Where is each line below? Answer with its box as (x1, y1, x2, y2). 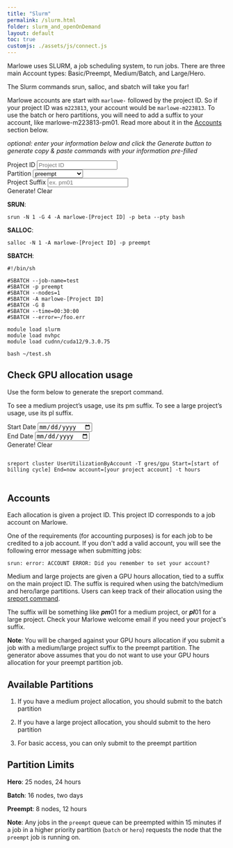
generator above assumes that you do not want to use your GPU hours (7, 651, 210, 659)
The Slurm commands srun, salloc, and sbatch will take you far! (7, 83, 189, 91)
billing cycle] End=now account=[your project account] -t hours (7, 466, 200, 474)
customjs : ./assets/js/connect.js (7, 43, 108, 49)
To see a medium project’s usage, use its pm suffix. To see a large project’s (7, 401, 223, 410)
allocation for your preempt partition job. (7, 658, 123, 667)
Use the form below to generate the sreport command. (7, 387, 164, 396)
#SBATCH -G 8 (7, 302, 45, 309)
